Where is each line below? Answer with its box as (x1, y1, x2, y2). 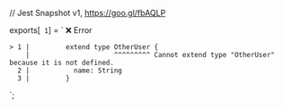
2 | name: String (17, 66, 123, 75)
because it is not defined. (9, 58, 115, 67)
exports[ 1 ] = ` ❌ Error (9, 25, 93, 35)
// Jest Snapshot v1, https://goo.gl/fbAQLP (9, 8, 166, 18)
